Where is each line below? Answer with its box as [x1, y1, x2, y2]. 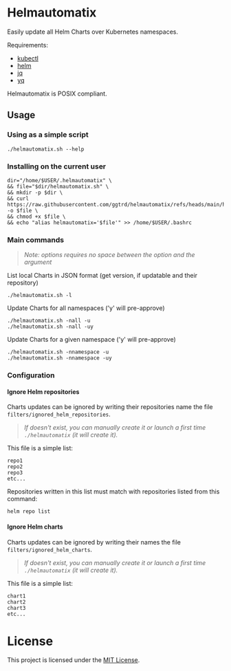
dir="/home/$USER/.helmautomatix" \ [7, 177, 112, 184]
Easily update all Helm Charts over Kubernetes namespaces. [7, 27, 179, 36]
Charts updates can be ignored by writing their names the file [7, 538, 181, 546]
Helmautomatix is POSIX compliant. [7, 89, 108, 98]
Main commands [7, 235, 64, 245]
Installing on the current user [7, 162, 107, 171]
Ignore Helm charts [7, 522, 63, 531]
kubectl [16, 54, 39, 63]
